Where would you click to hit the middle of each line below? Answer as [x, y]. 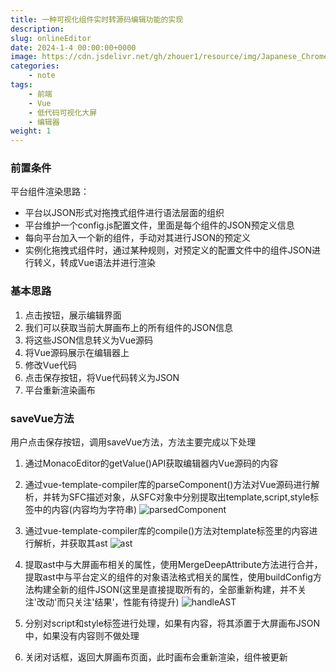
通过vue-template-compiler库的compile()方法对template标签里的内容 [167, 531]
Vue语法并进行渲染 [116, 263]
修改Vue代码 [50, 365]
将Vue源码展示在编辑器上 [77, 352]
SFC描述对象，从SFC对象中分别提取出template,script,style [189, 497]
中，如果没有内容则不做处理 [82, 636]
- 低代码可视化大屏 [63, 112]
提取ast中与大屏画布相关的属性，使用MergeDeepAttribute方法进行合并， [173, 565]
